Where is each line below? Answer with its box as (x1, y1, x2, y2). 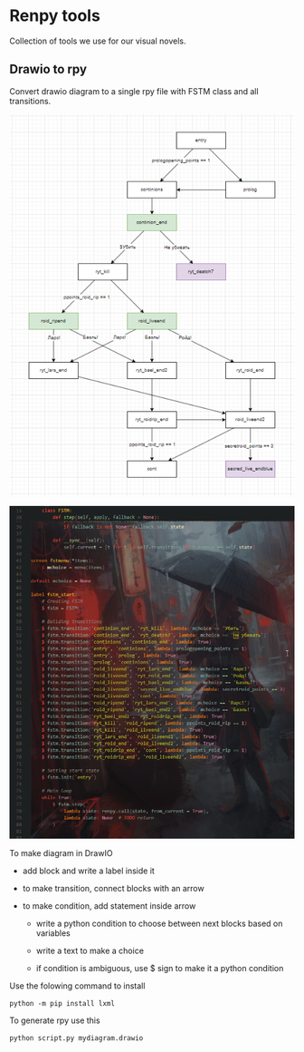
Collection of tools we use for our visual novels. (9, 35, 187, 46)
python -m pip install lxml (9, 999, 116, 1008)
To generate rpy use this (9, 1015, 101, 1026)
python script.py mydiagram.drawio (9, 1034, 144, 1043)
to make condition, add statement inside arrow (22, 901, 196, 911)
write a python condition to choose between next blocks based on (35, 918, 283, 930)
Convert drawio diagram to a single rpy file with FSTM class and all (9, 85, 260, 96)
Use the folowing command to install (9, 980, 146, 991)
